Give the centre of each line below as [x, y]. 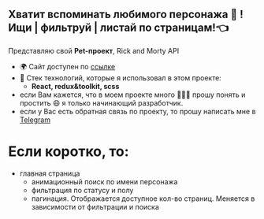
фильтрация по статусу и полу [82, 190]
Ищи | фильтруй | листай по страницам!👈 [118, 28]
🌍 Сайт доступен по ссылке [67, 66]
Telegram [35, 120]
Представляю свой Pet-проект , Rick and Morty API [94, 50]
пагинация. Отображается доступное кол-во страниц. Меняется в [143, 199]
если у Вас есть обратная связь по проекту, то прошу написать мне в [138, 111]
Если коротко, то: [69, 151]
